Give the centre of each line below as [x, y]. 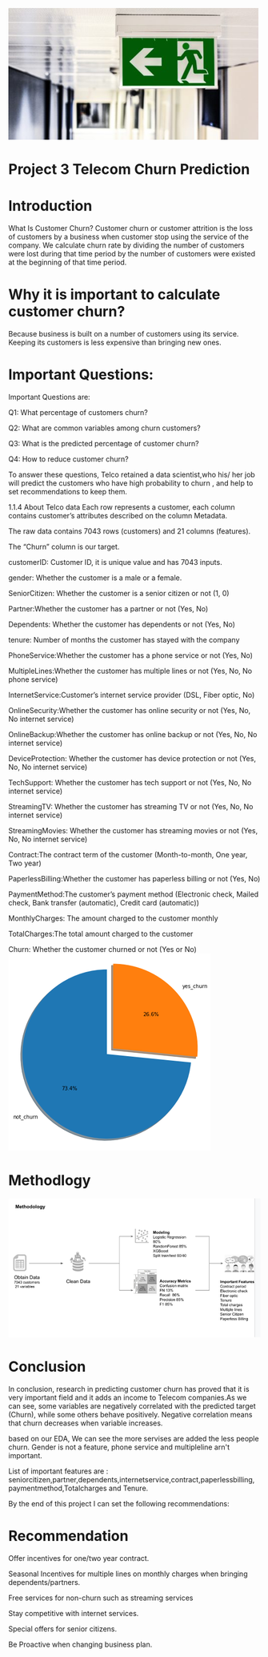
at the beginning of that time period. [68, 262]
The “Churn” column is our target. [64, 546]
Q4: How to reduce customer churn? [69, 459]
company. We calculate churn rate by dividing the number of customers [126, 245]
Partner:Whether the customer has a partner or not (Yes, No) [108, 609]
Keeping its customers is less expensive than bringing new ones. [115, 343]
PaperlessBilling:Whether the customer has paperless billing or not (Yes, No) [134, 879]
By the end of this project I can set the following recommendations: [119, 1503]
